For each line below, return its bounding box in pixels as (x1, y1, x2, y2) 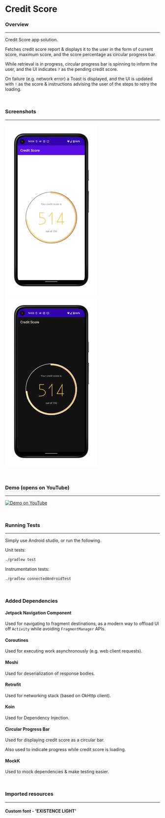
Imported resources (5, 790, 54, 797)
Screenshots (5, 108, 36, 115)
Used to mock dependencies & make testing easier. (5, 769, 109, 775)
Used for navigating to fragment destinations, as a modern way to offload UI (5, 621, 159, 626)
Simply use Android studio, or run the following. (5, 538, 102, 544)
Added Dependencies (5, 597, 58, 604)
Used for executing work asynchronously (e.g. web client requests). (5, 648, 142, 654)
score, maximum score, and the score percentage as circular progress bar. (5, 52, 156, 58)
